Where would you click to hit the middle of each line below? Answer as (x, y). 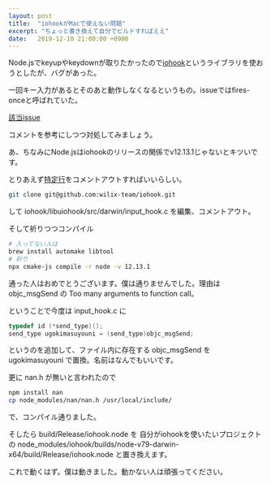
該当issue (24, 118)
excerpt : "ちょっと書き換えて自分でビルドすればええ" (89, 31)
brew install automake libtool (61, 252)
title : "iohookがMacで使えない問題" (67, 24)
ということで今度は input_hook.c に (68, 310)
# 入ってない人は (33, 244)
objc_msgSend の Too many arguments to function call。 (103, 293)
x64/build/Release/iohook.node (61, 455)
